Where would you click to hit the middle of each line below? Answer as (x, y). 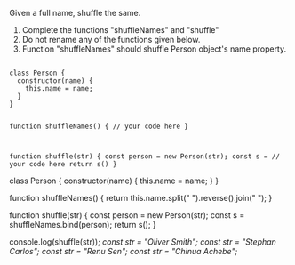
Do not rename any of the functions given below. (111, 40)
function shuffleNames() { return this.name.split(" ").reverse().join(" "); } (141, 197)
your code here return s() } (63, 164)
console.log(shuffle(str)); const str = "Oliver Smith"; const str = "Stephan (143, 241)
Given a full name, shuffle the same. (75, 13)
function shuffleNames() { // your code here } (99, 126)
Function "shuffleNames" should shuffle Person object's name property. (154, 49)
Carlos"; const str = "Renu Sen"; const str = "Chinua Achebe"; (124, 251)
